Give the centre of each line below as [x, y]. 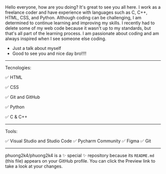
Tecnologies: [18, 68]
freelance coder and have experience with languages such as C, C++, [76, 12]
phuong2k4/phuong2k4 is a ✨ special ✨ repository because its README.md [80, 155]
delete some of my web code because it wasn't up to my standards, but [78, 28]
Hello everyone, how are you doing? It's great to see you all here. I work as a [83, 7]
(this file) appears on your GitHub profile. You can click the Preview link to [80, 161]
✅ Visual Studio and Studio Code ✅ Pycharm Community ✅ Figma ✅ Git [78, 141]
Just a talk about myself [37, 48]
